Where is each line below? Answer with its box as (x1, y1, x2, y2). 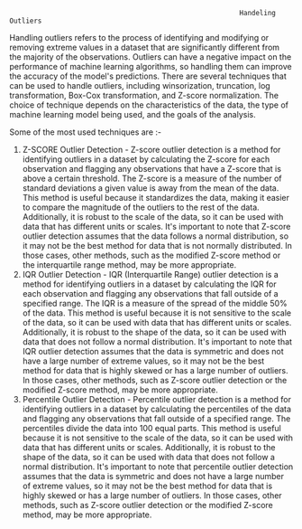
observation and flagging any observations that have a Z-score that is (22, 164, 282, 174)
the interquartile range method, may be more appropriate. (22, 260, 237, 270)
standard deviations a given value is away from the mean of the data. (22, 183, 279, 194)
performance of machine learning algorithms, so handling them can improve (9, 61, 292, 71)
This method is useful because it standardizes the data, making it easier (22, 193, 290, 203)
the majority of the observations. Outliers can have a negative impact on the (9, 52, 292, 62)
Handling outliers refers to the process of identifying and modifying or (9, 33, 270, 43)
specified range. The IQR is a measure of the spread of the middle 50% (22, 298, 288, 308)
